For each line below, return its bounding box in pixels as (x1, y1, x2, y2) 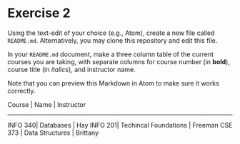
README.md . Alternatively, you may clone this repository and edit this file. (7, 36, 218, 44)
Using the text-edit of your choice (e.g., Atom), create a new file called (7, 29, 215, 37)
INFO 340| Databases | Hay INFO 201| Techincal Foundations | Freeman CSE (7, 120, 233, 129)
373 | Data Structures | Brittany (7, 128, 99, 137)
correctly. (7, 86, 36, 95)
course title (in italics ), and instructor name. (7, 65, 136, 73)
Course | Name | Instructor (7, 100, 86, 108)
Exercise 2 (7, 5, 71, 21)
